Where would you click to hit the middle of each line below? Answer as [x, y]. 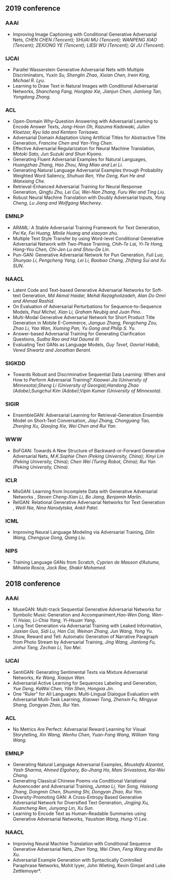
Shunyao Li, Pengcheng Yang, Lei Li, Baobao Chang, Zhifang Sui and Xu [89, 260]
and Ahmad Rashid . [33, 301]
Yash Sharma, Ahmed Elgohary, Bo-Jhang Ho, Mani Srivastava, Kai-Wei [89, 770]
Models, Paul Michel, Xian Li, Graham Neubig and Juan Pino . [77, 312]
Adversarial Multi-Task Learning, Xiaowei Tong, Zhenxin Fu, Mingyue [85, 699]
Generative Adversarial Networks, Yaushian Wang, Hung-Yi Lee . [80, 819]
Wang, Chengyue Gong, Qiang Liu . [49, 537]
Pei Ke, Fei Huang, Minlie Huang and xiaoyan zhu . [65, 233]
